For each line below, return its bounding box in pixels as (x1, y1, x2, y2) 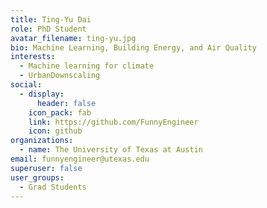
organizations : (10, 136, 74, 146)
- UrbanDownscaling (19, 71, 101, 81)
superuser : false (10, 163, 83, 173)
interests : (10, 52, 56, 62)
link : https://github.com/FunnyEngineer (28, 117, 199, 127)
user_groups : (10, 172, 65, 183)
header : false (36, 98, 97, 108)
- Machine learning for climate (19, 61, 155, 71)
